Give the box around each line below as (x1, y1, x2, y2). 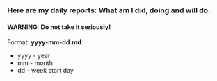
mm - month (17, 59, 54, 67)
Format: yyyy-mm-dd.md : (7, 38, 83, 46)
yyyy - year (17, 51, 51, 60)
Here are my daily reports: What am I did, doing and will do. (7, 6, 211, 15)
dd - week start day (17, 66, 74, 75)
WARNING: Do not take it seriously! (7, 23, 111, 31)
